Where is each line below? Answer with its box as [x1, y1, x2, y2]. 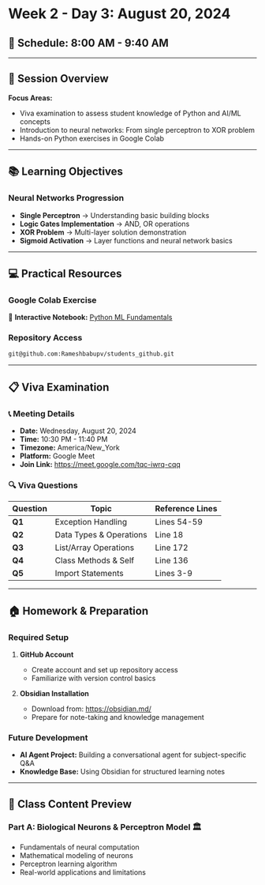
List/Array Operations [54, 542, 135, 553]
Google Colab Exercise [8, 294, 97, 305]
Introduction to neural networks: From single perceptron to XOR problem [19, 125, 255, 134]
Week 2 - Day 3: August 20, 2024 [8, 5, 231, 23]
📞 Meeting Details [8, 408, 75, 419]
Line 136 [155, 555, 188, 566]
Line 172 [155, 542, 188, 553]
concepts [19, 116, 51, 126]
